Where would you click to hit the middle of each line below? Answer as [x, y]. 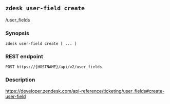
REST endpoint [24, 57]
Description [20, 80]
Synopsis [17, 33]
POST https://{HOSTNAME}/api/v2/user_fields [54, 67]
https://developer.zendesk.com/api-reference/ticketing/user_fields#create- [85, 91]
